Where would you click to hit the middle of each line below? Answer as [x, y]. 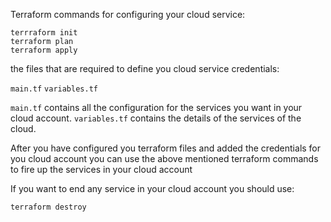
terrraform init [44, 33]
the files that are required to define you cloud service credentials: [145, 68]
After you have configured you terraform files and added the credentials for [166, 148]
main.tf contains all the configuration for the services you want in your [156, 107]
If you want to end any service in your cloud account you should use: [152, 188]
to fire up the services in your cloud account [101, 169]
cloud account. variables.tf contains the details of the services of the [156, 118]
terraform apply [44, 50]
